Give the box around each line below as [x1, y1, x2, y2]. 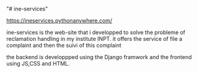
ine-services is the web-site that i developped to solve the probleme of [6, 29, 186, 36]
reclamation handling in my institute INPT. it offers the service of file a [6, 35, 183, 42]
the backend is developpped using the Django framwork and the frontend [6, 54, 192, 60]
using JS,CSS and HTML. [6, 60, 70, 67]
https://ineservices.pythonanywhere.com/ [6, 17, 112, 24]
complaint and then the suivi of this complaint [6, 42, 121, 49]
